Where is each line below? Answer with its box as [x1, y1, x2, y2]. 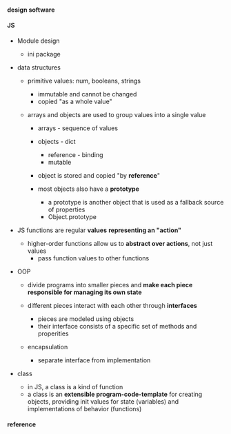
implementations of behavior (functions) [27, 404, 142, 413]
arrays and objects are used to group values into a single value [27, 110, 206, 118]
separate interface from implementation [37, 355, 151, 364]
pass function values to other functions [37, 254, 150, 262]
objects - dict [37, 137, 76, 145]
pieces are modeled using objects [37, 314, 134, 323]
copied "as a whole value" [37, 97, 112, 105]
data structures [17, 63, 61, 72]
